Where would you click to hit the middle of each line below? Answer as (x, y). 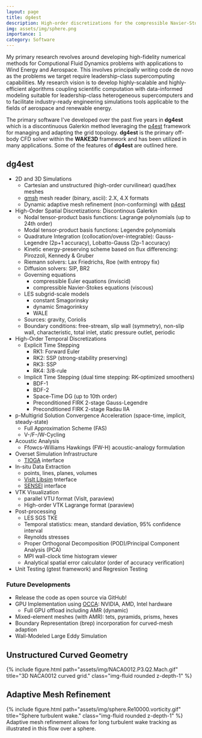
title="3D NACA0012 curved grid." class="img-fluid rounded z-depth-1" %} (99, 675)
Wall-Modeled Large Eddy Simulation (61, 636)
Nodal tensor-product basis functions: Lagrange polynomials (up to (107, 217)
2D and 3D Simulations (43, 179)
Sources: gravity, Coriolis (55, 319)
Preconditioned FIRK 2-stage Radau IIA (81, 409)
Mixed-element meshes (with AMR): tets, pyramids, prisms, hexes (96, 617)
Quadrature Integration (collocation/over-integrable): (89, 236)
